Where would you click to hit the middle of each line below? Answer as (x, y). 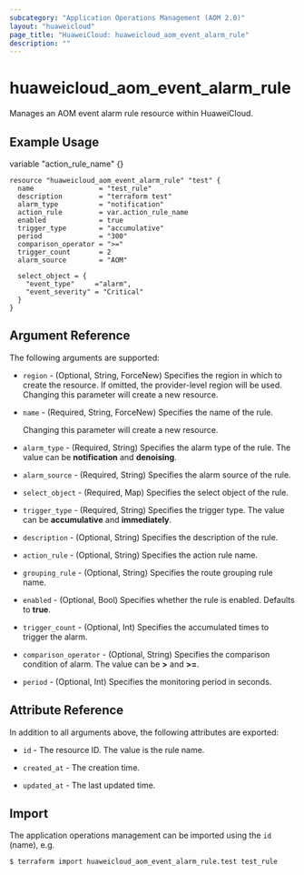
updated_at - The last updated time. (89, 785)
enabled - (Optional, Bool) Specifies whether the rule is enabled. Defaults (158, 599)
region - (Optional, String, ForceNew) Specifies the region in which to (152, 375)
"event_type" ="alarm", (78, 284)
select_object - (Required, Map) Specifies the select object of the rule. (155, 492)
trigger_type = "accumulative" (91, 228)
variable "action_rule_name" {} (67, 164)
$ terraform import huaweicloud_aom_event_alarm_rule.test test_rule (144, 862)
